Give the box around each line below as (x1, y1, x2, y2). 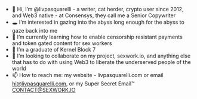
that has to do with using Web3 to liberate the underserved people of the (11, 59, 191, 65)
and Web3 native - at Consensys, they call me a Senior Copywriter (11, 12, 176, 19)
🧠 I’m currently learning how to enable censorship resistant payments (11, 33, 183, 40)
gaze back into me (11, 27, 58, 34)
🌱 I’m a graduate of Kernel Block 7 (11, 46, 96, 53)
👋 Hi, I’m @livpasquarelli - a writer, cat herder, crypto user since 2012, (11, 6, 184, 12)
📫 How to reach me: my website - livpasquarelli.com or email (11, 72, 164, 78)
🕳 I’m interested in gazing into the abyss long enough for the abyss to (11, 18, 185, 25)
